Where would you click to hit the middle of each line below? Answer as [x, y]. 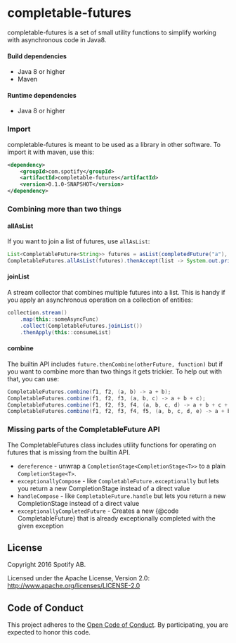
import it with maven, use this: [51, 152]
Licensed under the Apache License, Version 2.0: [78, 578]
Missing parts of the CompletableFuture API [84, 429]
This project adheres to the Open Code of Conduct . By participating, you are [118, 625]
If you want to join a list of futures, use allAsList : [79, 241]
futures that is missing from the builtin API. [69, 452]
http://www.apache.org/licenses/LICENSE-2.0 [74, 586]
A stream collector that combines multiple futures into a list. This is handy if [117, 293]
